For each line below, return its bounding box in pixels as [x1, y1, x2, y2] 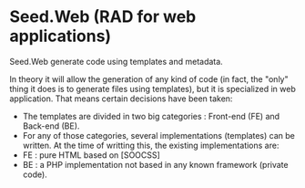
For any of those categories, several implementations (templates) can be [22, 130, 296, 141]
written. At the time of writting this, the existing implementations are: [22, 140, 280, 151]
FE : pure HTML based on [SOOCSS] [22, 149, 161, 161]
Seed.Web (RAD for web [9, 6, 197, 27]
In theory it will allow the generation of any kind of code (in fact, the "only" [9, 73, 289, 84]
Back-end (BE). [22, 120, 80, 131]
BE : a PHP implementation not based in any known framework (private [22, 159, 289, 170]
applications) [9, 26, 112, 47]
